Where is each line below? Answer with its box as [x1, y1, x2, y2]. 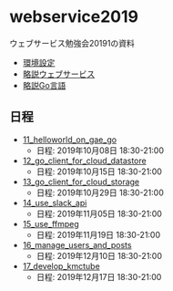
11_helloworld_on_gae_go [22, 134, 117, 145]
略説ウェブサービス [22, 68, 96, 79]
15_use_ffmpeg [22, 218, 79, 229]
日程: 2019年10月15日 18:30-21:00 [36, 166, 162, 177]
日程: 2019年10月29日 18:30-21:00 [36, 187, 164, 198]
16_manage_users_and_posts [22, 239, 132, 250]
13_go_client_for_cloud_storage [22, 176, 140, 187]
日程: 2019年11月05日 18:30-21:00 [36, 208, 162, 219]
